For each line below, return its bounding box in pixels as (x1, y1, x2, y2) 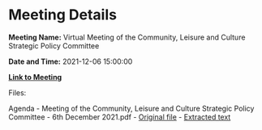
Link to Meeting (8, 72, 62, 82)
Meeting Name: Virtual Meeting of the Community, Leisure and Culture (8, 32, 246, 42)
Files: (8, 87, 27, 98)
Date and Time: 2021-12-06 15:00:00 (8, 57, 133, 66)
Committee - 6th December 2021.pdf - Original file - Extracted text (8, 111, 231, 122)
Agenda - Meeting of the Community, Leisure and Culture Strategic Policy (8, 103, 255, 113)
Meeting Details (8, 6, 118, 24)
